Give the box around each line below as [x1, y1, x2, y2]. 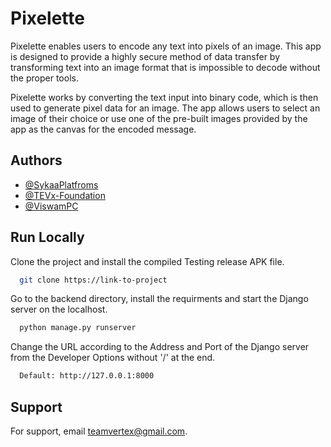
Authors [10, 152, 63, 169]
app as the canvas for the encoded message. [10, 123, 197, 135]
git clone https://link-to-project [19, 275, 168, 285]
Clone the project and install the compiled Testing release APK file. [10, 255, 285, 267]
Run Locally [10, 229, 85, 246]
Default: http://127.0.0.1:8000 [19, 371, 155, 381]
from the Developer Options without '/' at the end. [10, 352, 216, 364]
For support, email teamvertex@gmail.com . [10, 425, 188, 437]
